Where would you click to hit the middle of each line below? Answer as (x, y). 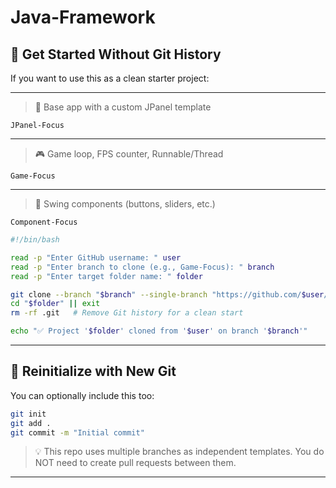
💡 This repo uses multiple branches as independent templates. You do (179, 452)
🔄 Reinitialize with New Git (93, 371)
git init (28, 414)
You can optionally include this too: (82, 395)
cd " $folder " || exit (55, 304)
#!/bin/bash (35, 240)
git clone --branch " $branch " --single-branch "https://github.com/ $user (167, 294)
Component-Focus (44, 222)
